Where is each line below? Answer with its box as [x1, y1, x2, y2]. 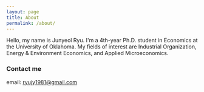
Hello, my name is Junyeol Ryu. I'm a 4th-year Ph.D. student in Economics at [6, 37, 198, 44]
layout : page [6, 8, 39, 15]
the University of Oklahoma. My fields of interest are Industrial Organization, [6, 43, 197, 50]
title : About [6, 15, 39, 21]
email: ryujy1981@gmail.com [6, 78, 78, 85]
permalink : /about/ [6, 20, 56, 26]
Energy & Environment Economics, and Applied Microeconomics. [6, 50, 169, 57]
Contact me [6, 65, 42, 73]
